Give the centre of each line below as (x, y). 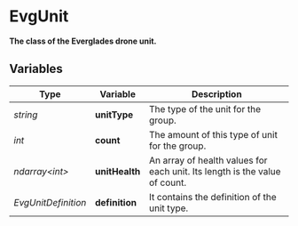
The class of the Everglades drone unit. (83, 41)
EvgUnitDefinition (50, 202)
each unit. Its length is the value (215, 171)
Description (216, 93)
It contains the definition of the (213, 197)
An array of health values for (208, 160)
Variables (36, 69)
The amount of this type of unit (213, 134)
